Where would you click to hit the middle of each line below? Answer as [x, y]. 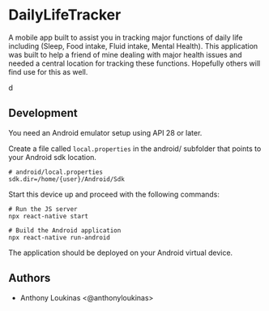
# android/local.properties [56, 172]
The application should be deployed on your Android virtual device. [121, 253]
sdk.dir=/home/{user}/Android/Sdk [67, 179]
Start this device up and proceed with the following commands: [114, 194]
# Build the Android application [65, 230]
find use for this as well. [48, 71]
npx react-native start [49, 216]
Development [43, 113]
